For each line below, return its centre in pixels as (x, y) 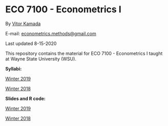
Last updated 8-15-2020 (31, 43)
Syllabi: (14, 69)
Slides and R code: (26, 98)
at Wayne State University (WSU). (41, 59)
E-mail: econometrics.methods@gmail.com (51, 33)
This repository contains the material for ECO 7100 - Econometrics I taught (84, 53)
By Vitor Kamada (23, 24)
